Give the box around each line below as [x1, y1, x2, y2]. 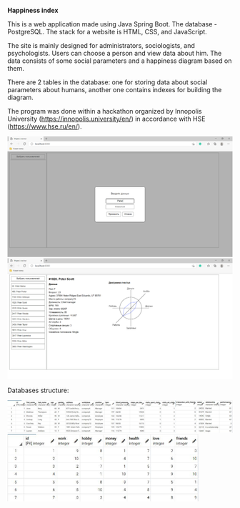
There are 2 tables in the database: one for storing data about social [7, 78, 208, 86]
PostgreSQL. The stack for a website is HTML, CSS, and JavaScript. [7, 28, 207, 36]
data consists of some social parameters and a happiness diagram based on [7, 56, 232, 65]
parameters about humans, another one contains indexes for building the [7, 86, 222, 94]
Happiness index [7, 6, 59, 14]
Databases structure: [7, 386, 69, 395]
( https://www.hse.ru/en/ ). [7, 122, 82, 131]
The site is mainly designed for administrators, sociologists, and [7, 41, 195, 49]
